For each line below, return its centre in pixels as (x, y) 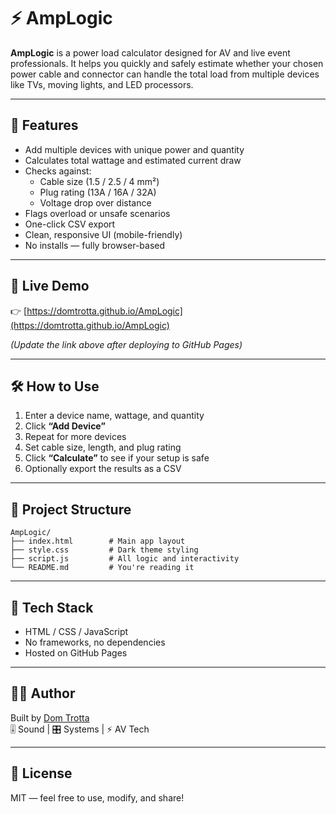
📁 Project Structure (71, 509)
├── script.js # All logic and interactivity (125, 559)
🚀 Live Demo (50, 286)
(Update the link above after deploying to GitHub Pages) (126, 344)
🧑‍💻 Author (43, 693)
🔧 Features (44, 125)
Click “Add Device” (65, 426)
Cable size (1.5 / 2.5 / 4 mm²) (99, 181)
